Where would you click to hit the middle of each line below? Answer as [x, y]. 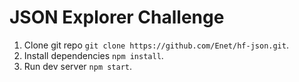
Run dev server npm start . [78, 66]
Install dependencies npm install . [93, 55]
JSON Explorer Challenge [117, 17]
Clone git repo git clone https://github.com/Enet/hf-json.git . [156, 45]
